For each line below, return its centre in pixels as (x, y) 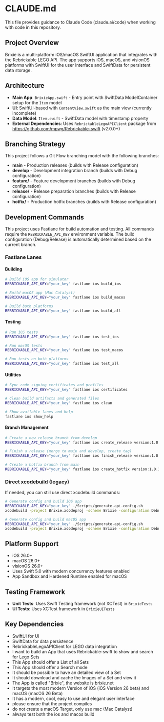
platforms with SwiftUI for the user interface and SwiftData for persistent (78, 65)
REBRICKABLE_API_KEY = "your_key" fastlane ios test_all (62, 364)
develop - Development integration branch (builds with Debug (75, 171)
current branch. (21, 245)
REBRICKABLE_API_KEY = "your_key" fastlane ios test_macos (64, 350)
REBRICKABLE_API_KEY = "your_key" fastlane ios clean (59, 403)
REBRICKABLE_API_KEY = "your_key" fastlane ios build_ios (63, 284)
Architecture (25, 86)
